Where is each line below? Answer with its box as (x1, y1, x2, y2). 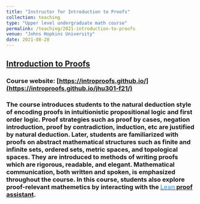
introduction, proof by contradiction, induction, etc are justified (6, 123, 195, 131)
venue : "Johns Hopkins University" (6, 31, 95, 37)
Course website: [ (6, 77, 59, 85)
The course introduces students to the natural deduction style (6, 100, 192, 109)
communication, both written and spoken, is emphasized (6, 168, 176, 176)
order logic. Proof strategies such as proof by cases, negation (6, 115, 190, 124)
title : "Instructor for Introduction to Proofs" (6, 8, 130, 15)
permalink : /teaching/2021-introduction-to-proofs (6, 25, 136, 32)
